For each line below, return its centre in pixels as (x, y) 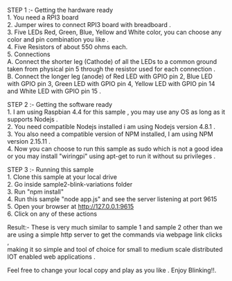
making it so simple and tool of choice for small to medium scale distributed (115, 249)
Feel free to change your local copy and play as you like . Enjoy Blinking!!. (112, 270)
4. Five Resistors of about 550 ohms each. (68, 47)
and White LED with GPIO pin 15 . (54, 91)
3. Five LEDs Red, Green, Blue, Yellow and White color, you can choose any (114, 32)
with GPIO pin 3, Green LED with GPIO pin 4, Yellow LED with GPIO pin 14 (111, 84)
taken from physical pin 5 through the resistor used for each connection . (111, 69)
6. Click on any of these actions (52, 214)
